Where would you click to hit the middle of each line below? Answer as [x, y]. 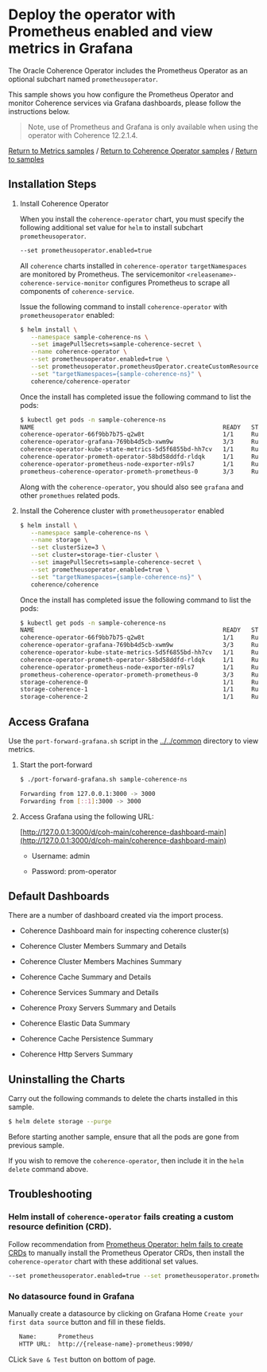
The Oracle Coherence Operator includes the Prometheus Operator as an [128, 70]
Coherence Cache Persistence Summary [86, 1039]
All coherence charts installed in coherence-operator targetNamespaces [133, 265]
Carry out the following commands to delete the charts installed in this [123, 1099]
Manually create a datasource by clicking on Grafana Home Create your [126, 1313]
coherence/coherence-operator [81, 381]
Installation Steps [52, 184]
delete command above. [48, 1170]
